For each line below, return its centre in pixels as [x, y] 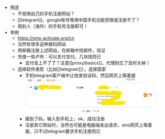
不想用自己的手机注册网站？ [46, 14]
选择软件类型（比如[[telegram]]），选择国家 [62, 69]
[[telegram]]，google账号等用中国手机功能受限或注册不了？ [79, 20]
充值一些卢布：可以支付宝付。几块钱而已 [59, 56]
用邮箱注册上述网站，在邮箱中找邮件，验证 [61, 50]
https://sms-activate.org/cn [46, 38]
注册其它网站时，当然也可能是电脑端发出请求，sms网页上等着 [89, 125]
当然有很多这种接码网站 [42, 44]
